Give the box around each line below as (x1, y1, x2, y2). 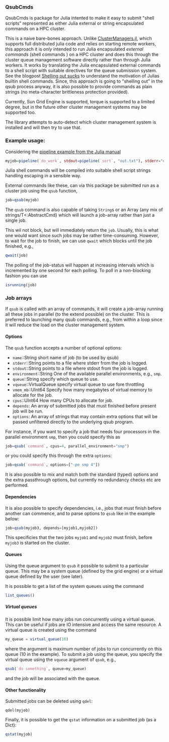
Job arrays (5, 295, 32, 302)
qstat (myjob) (5, 732, 33, 737)
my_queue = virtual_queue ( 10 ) (5, 637, 69, 642)
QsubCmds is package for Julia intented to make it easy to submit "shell (5, 15, 154, 21)
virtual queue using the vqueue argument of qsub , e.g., (5, 656, 116, 663)
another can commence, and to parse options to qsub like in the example (5, 510, 155, 516)
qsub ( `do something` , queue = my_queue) (5, 666, 87, 671)
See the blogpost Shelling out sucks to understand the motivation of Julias (5, 73, 159, 79)
